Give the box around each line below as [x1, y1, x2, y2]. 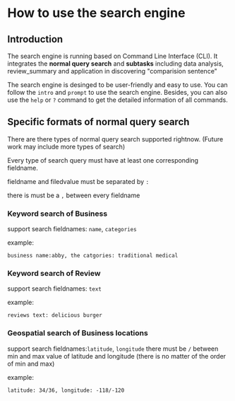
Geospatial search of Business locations [7, 328, 148, 338]
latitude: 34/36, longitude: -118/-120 [7, 387, 125, 394]
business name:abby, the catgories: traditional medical [7, 252, 179, 260]
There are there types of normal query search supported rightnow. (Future [7, 134, 224, 143]
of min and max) [7, 359, 55, 368]
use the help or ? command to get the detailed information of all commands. [7, 95, 228, 104]
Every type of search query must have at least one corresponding [7, 156, 199, 164]
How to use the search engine [7, 5, 186, 21]
